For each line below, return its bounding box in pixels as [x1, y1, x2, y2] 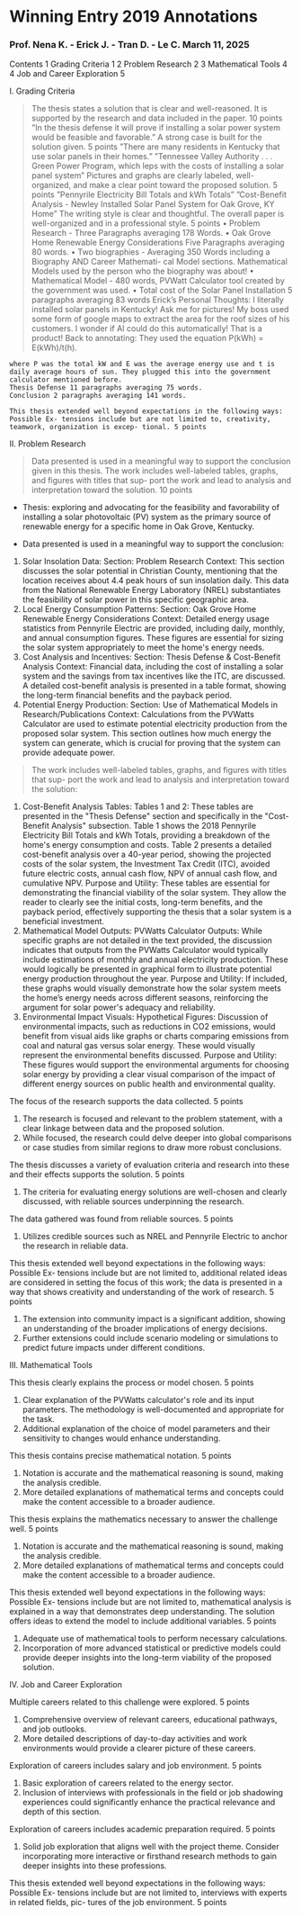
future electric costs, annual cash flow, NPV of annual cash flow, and [22, 868, 278, 879]
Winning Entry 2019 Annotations [9, 6, 258, 27]
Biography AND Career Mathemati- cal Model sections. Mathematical [31, 256, 288, 267]
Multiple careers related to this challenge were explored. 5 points [9, 1696, 250, 1707]
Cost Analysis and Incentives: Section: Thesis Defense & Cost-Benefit [22, 652, 281, 662]
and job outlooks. [22, 1723, 87, 1734]
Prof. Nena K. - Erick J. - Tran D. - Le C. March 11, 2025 [9, 39, 250, 51]
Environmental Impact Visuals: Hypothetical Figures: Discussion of [22, 1012, 269, 1022]
